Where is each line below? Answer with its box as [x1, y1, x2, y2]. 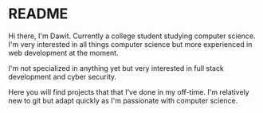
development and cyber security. [8, 72, 117, 81]
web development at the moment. [8, 48, 119, 57]
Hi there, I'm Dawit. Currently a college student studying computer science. [8, 31, 257, 41]
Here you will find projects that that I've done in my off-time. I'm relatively [8, 87, 249, 96]
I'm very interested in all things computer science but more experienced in [8, 39, 253, 49]
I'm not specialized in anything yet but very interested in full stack [8, 63, 225, 72]
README [8, 5, 69, 23]
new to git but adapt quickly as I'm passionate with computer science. [8, 95, 238, 105]
